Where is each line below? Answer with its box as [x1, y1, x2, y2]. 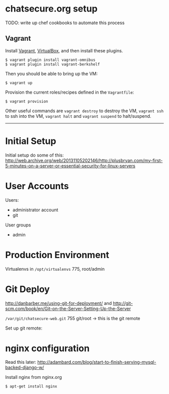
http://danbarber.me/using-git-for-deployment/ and [5, 300, 112, 306]
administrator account [12, 207, 59, 213]
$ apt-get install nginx [5, 384, 57, 389]
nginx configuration [5, 343, 90, 354]
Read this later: [5, 359, 37, 365]
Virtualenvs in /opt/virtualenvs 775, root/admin [5, 266, 105, 272]
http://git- [113, 300, 133, 306]
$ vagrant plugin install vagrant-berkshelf [5, 61, 100, 67]
